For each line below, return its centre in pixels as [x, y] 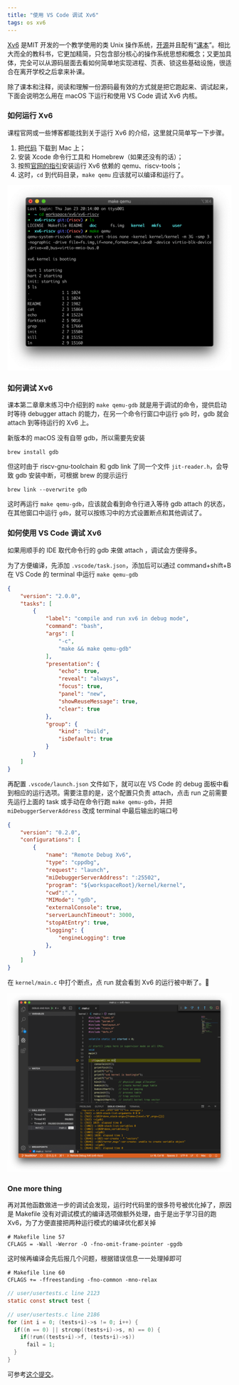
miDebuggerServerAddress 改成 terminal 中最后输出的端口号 [93, 811]
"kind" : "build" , [84, 731]
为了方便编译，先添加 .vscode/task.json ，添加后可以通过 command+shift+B [119, 565]
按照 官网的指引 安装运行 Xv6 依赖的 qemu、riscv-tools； [100, 166]
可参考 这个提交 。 [32, 1374]
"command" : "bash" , [74, 626]
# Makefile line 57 [36, 1237]
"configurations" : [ [51, 840]
